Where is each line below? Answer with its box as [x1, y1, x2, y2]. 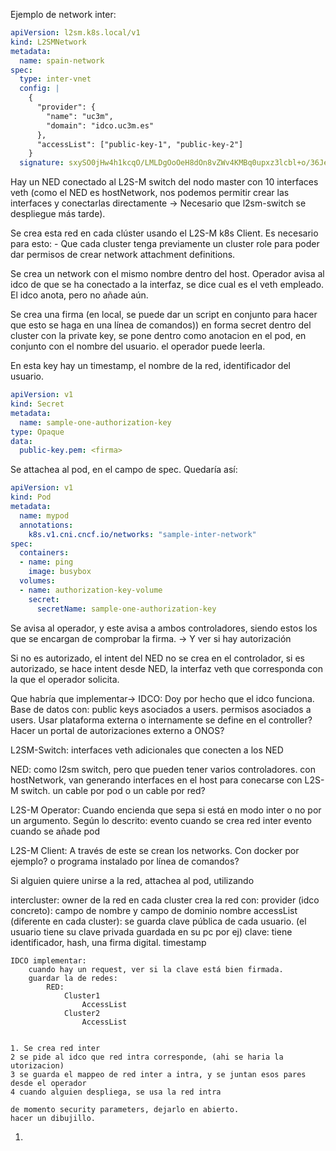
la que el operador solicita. [10, 673, 120, 685]
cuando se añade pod [10, 825, 101, 837]
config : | [19, 84, 60, 94]
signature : [19, 158, 65, 168]
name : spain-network [19, 55, 105, 66]
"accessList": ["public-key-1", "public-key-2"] [36, 139, 244, 149]
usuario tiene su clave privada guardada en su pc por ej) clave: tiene [10, 925, 293, 938]
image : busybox [28, 567, 92, 577]
